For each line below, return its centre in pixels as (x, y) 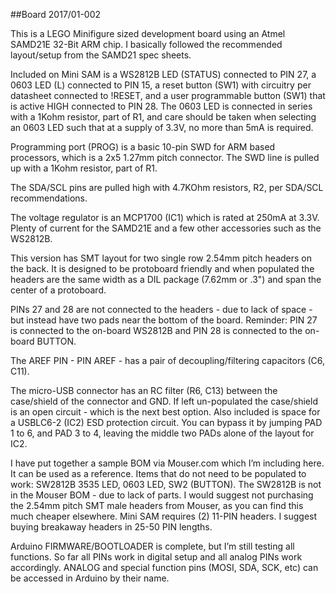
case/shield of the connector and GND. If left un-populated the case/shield (164, 401)
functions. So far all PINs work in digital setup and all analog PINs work (156, 557)
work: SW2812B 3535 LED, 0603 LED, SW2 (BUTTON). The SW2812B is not (166, 484)
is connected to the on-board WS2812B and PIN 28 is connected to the (156, 330)
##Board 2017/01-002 (56, 14)
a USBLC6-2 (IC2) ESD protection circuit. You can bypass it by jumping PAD (166, 422)
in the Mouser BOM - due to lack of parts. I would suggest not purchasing (162, 495)
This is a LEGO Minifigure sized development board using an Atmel (148, 33)
